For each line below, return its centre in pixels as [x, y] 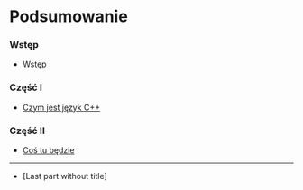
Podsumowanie [69, 17]
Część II [27, 131]
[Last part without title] [65, 176]
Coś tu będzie [48, 150]
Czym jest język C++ [61, 107]
